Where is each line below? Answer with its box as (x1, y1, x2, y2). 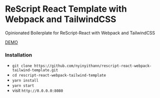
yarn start (12, 83, 35, 88)
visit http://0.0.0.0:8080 (12, 88, 63, 94)
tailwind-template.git (12, 68, 58, 73)
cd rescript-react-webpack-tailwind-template (12, 73, 106, 78)
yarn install (12, 78, 39, 83)
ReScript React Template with (5, 3, 127, 15)
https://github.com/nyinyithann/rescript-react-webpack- (34, 63, 152, 69)
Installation (5, 51, 33, 58)
